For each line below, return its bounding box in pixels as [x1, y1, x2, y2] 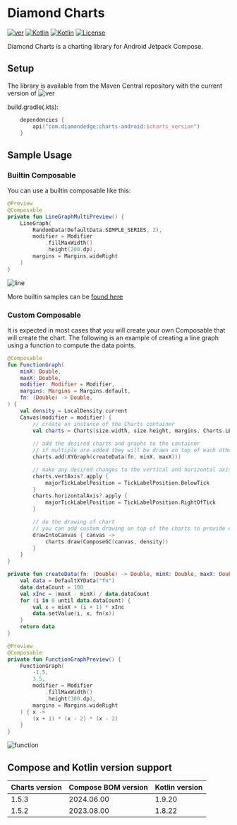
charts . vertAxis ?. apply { [32, 473, 109, 480]
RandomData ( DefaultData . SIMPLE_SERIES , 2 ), [32, 226, 162, 233]
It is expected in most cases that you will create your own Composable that [7, 325, 226, 334]
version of [7, 88, 37, 97]
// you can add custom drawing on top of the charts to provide [32, 525, 226, 532]
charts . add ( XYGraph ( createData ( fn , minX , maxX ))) [32, 454, 181, 461]
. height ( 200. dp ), [44, 246, 97, 253]
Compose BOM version [68, 783, 148, 792]
